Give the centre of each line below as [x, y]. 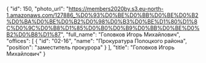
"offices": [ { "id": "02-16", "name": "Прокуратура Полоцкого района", [97, 41]
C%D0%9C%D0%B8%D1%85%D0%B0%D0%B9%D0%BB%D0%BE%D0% [103, 28]
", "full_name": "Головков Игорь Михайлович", [120, 35]
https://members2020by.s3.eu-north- [116, 9]
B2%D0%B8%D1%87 [34, 35]
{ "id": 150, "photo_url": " [38, 9]
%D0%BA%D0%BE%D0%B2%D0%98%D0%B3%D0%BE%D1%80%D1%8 [102, 22]
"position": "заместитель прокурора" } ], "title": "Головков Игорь [90, 47]
